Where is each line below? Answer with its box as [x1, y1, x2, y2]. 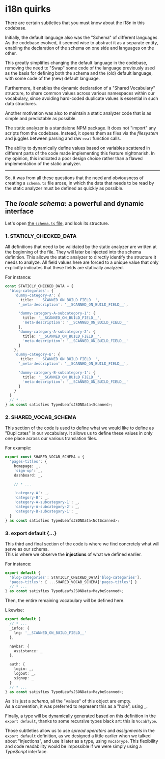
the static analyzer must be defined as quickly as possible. [5, 185, 124, 191]
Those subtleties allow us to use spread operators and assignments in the [5, 727, 155, 734]
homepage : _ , [14, 464, 41, 469]
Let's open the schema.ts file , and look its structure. [5, 220, 110, 226]
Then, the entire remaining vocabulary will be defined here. [5, 598, 125, 603]
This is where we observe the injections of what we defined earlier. [5, 551, 142, 557]
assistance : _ [14, 648, 43, 653]
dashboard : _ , [14, 473, 43, 478]
